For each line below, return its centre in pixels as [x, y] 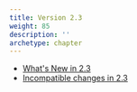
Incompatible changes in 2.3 [75, 78]
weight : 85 [30, 26]
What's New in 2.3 [57, 69]
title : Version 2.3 [46, 18]
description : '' [40, 34]
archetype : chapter [46, 43]
